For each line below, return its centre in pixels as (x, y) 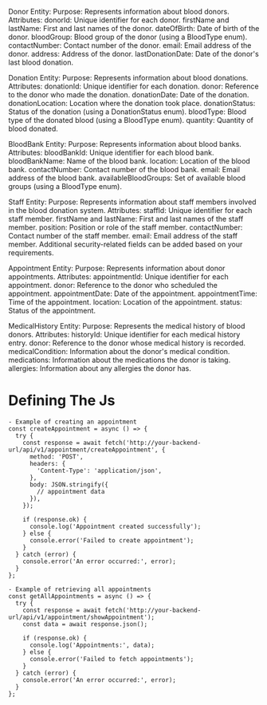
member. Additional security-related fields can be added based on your (126, 244)
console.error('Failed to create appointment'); (112, 540)
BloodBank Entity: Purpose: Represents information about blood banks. (125, 144)
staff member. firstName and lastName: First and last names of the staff (126, 219)
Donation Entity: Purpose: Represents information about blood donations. (128, 78)
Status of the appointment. (52, 311)
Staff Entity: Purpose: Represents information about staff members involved (132, 202)
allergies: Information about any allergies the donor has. (100, 368)
